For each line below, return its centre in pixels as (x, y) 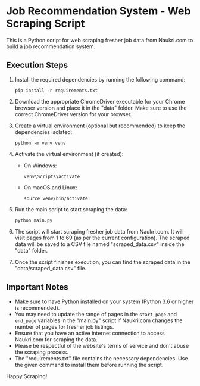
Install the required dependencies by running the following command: (100, 79)
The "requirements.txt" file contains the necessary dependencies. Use (101, 358)
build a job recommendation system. (51, 46)
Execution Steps (37, 65)
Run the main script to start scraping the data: (71, 209)
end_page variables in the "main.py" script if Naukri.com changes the (99, 320)
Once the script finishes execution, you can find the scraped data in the (102, 262)
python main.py (34, 220)
